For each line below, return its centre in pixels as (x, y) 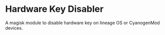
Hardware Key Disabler (54, 9)
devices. (14, 28)
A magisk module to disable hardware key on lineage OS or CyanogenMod (82, 23)
